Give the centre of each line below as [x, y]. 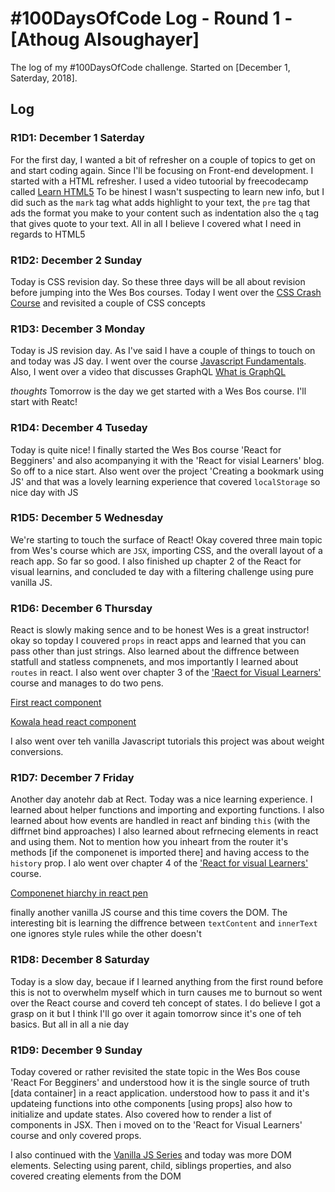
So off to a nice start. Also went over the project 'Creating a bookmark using [167, 471]
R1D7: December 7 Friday [72, 778]
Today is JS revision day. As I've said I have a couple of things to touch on [163, 351]
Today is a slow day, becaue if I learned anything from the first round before [167, 981]
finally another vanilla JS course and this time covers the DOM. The [149, 913]
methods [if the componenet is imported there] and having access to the [160, 853]
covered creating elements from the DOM [96, 1176]
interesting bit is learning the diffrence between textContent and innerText [164, 923]
